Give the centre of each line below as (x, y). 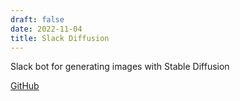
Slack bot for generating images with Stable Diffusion (120, 67)
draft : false (37, 19)
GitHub (25, 86)
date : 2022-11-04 (46, 29)
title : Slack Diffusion (60, 38)
